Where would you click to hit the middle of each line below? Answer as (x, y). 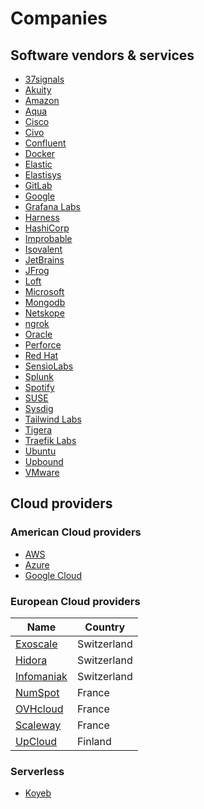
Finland (94, 741)
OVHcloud (39, 709)
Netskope (44, 313)
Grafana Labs (53, 206)
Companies (59, 18)
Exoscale (36, 644)
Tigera (38, 430)
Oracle (38, 334)
